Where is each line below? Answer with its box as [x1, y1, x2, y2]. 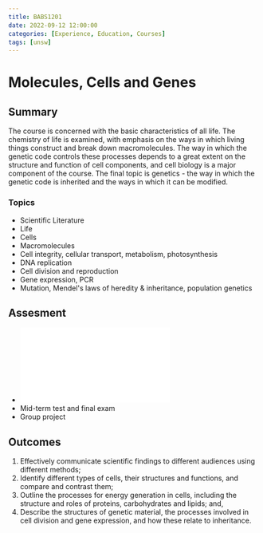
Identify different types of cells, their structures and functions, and [19, 473, 239, 483]
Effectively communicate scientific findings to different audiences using [19, 456, 256, 466]
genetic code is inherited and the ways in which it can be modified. [8, 177, 229, 187]
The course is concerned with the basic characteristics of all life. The [8, 126, 236, 136]
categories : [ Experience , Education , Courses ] [8, 30, 166, 38]
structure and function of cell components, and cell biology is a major [8, 160, 237, 170]
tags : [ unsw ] [8, 38, 52, 46]
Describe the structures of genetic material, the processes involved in [19, 507, 249, 517]
